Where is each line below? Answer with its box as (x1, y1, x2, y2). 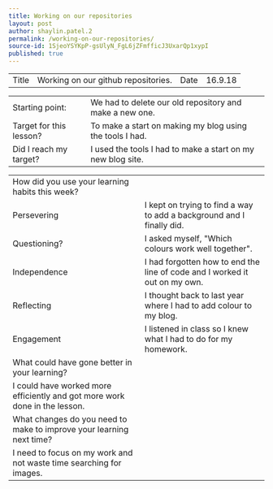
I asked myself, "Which (145, 233, 233, 244)
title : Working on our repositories (8, 11, 132, 20)
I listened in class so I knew (145, 323, 249, 334)
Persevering (12, 210, 59, 220)
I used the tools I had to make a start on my (90, 144, 254, 154)
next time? (12, 434, 53, 445)
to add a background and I (145, 210, 245, 220)
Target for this (12, 120, 67, 131)
